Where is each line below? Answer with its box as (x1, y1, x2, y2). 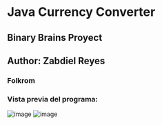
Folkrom (7, 75, 36, 85)
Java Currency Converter (7, 4, 156, 20)
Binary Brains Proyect (7, 32, 103, 44)
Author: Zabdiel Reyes (7, 55, 105, 66)
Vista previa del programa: (7, 94, 99, 104)
